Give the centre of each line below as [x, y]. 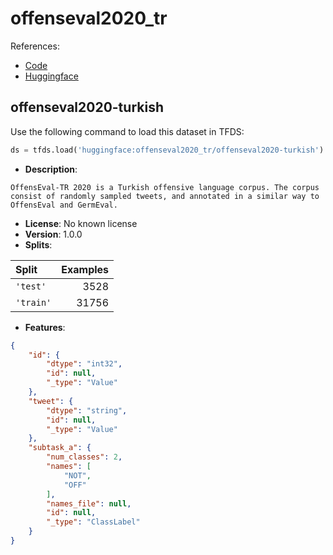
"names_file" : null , [89, 503]
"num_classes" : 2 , [84, 457]
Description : [51, 169]
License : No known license [81, 223]
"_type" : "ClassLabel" [93, 522]
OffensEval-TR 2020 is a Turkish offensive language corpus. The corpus [165, 187]
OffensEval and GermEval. [64, 205]
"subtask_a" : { [60, 448]
